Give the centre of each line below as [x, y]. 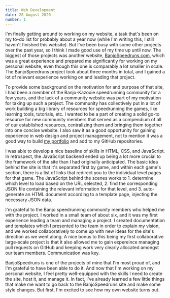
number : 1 [16, 19]
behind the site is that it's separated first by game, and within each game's [83, 167]
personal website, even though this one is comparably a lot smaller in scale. [84, 66]
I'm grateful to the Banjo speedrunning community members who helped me [85, 210]
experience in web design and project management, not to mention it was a [84, 136]
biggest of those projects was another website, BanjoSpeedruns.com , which [85, 56]
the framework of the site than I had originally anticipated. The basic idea [82, 162]
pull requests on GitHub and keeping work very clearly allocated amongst [82, 248]
